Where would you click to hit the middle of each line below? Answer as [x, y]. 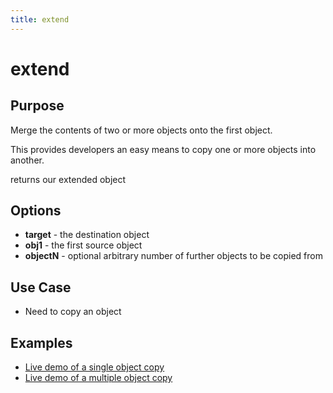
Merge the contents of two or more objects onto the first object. [141, 130]
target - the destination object [87, 235]
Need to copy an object [73, 312]
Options [36, 211]
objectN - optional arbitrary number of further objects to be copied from [173, 256]
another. [27, 160]
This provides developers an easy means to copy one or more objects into [163, 149]
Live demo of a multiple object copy [98, 378]
